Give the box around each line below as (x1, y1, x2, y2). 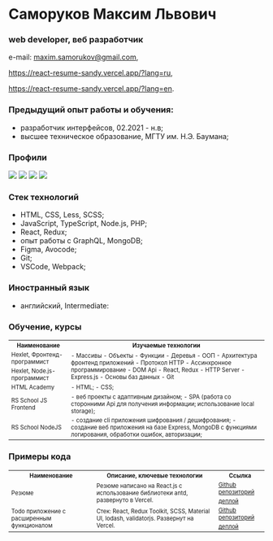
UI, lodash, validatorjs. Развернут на (96, 514, 194, 523)
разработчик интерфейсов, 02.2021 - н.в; (19, 123, 164, 133)
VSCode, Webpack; (19, 262, 87, 272)
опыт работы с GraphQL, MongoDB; (19, 236, 144, 246)
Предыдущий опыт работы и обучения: (8, 104, 174, 116)
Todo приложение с (11, 508, 67, 516)
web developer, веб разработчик (8, 34, 144, 46)
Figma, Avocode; (19, 245, 77, 255)
